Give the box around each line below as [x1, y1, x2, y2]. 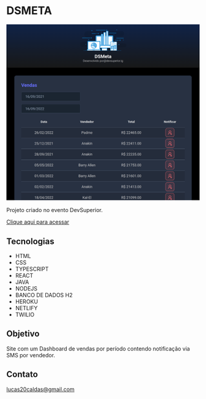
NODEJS [15, 284, 38, 292]
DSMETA [6, 4, 52, 18]
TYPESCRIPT [15, 265, 49, 273]
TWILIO [15, 311, 35, 318]
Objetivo [6, 329, 40, 339]
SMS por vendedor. [6, 351, 55, 359]
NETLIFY [15, 304, 38, 311]
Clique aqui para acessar [6, 218, 69, 226]
